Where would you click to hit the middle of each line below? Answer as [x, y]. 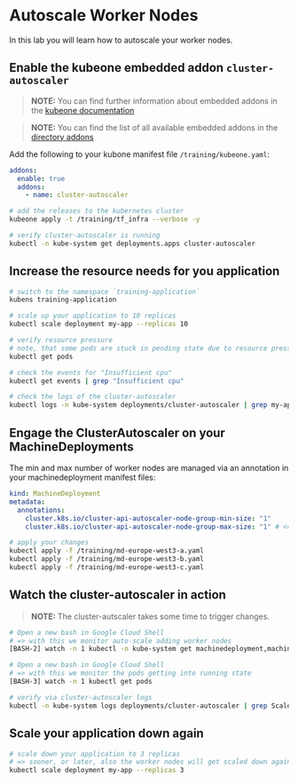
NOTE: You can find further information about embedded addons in [154, 101]
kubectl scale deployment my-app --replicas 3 [97, 771]
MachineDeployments [72, 446]
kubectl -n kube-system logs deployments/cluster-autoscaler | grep [138, 706]
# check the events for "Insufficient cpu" [91, 372]
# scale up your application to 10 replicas [93, 316]
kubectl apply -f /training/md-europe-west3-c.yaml [106, 568]
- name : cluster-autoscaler [77, 195]
